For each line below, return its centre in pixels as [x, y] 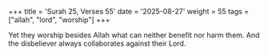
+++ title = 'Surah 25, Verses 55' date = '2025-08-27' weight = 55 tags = [129, 11]
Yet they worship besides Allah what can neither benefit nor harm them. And [134, 35]
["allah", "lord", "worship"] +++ [59, 20]
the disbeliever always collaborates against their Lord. [97, 43]
